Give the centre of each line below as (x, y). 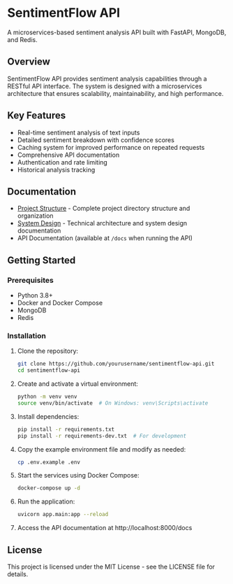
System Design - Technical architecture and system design (102, 223)
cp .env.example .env (48, 462)
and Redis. (22, 39)
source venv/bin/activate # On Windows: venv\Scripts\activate (113, 403)
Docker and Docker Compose (60, 303)
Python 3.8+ (35, 296)
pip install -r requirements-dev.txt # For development (102, 436)
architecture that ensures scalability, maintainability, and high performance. (115, 93)
